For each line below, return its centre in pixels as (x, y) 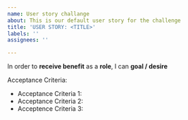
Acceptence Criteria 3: (50, 109)
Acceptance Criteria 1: (50, 94)
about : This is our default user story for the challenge (94, 20)
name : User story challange (49, 14)
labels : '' (23, 34)
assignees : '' (28, 40)
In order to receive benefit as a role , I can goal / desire (87, 66)
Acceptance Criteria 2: (50, 101)
